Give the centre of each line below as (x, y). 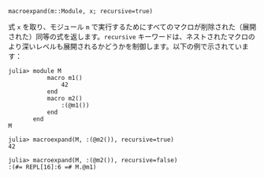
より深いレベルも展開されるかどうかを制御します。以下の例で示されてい (125, 46)
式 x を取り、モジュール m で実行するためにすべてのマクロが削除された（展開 (132, 27)
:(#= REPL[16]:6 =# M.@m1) (52, 167)
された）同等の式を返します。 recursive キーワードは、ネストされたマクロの (132, 36)
